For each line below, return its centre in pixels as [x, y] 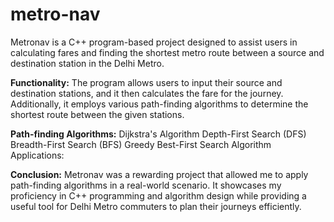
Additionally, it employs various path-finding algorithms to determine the [159, 104]
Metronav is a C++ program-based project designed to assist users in [154, 42]
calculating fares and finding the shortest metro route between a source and [167, 52]
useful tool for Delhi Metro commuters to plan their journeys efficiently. [156, 206]
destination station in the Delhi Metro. [87, 63]
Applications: [37, 155]
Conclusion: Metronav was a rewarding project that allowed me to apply [159, 174]
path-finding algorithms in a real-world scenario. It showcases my [146, 185]
